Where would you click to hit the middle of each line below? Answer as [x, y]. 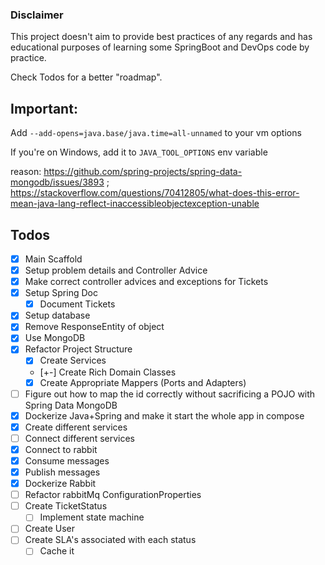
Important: [44, 108]
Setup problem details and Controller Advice [116, 270]
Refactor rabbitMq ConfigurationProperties [113, 495]
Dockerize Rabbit [60, 484]
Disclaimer [37, 15]
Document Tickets [77, 304]
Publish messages [62, 472]
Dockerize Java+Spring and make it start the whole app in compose [164, 415]
